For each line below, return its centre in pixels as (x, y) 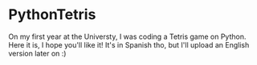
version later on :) (37, 53)
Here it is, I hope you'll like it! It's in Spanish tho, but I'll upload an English (129, 44)
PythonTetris (52, 15)
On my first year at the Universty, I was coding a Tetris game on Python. (127, 36)
